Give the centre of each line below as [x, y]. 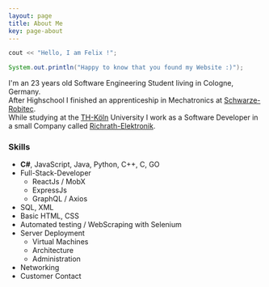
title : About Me [36, 23]
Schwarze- [242, 100]
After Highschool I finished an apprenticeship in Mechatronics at [116, 100]
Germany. [25, 92]
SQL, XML [37, 208]
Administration [56, 259]
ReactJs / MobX [59, 182]
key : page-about [36, 31]
